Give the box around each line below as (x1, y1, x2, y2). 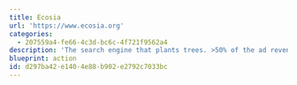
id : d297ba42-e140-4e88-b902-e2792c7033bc (9, 63, 168, 72)
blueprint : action (9, 54, 77, 63)
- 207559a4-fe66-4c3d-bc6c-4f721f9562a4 (17, 37, 168, 47)
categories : (9, 29, 53, 38)
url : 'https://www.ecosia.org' (9, 21, 125, 30)
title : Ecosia (9, 12, 62, 22)
